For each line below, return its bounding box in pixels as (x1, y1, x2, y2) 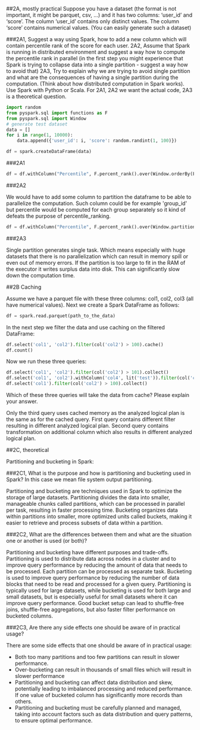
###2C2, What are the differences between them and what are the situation (6, 531, 192, 537)
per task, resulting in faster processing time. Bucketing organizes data (6, 506, 179, 514)
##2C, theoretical (6, 447, 49, 453)
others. (14, 698, 33, 705)
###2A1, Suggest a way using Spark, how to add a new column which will (6, 36, 187, 42)
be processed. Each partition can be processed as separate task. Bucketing (6, 568, 192, 575)
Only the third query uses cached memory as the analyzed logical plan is (6, 410, 185, 416)
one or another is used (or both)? (6, 537, 87, 544)
